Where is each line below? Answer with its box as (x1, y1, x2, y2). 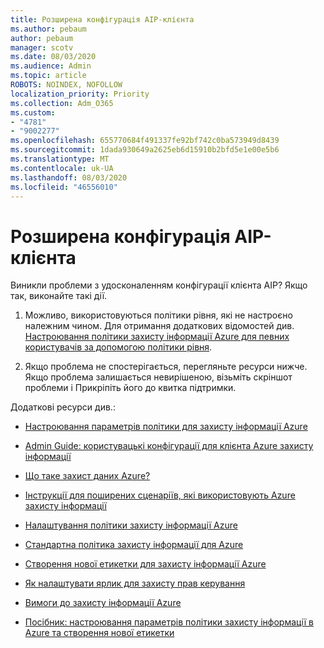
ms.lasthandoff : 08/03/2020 (10, 172, 128, 183)
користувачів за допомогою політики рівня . (24, 341, 213, 353)
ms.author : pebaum (10, 24, 87, 34)
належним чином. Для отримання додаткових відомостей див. (24, 320, 295, 332)
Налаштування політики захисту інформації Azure (24, 519, 238, 531)
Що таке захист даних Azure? (24, 470, 151, 482)
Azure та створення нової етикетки (24, 627, 175, 639)
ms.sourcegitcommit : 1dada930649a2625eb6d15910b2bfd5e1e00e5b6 (10, 145, 280, 155)
